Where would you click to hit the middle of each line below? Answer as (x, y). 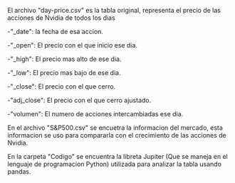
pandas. (19, 172)
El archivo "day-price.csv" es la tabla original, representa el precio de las (114, 10)
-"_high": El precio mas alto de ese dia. (64, 59)
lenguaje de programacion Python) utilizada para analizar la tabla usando (115, 164)
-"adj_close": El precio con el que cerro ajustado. (79, 100)
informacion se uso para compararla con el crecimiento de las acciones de (117, 135)
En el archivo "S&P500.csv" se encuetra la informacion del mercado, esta (115, 128)
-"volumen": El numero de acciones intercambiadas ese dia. (95, 114)
